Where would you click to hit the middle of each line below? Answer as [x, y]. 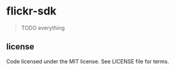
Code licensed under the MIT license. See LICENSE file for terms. [88, 61]
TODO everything [43, 28]
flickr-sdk [31, 11]
